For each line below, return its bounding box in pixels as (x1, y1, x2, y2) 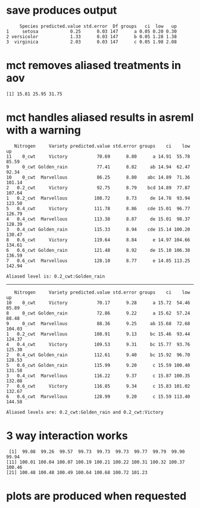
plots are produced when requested (6, 489, 187, 503)
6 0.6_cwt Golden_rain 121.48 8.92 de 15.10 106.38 (6, 247, 190, 253)
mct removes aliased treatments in (6, 59, 182, 72)
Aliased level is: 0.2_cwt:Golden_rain (6, 273, 105, 279)
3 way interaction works (6, 429, 128, 442)
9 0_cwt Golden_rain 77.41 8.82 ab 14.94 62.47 (6, 164, 190, 170)
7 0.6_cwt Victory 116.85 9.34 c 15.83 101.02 (6, 383, 190, 389)
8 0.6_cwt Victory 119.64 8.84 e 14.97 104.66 (6, 236, 190, 243)
